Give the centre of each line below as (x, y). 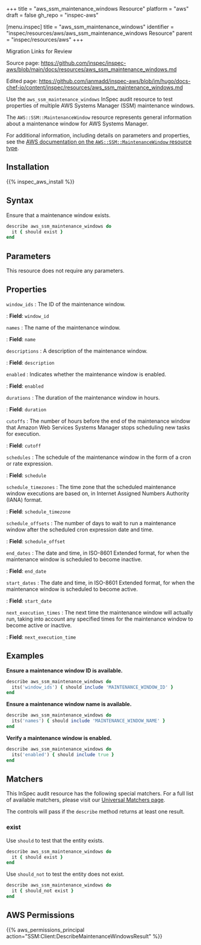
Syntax (20, 201)
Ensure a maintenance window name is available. (69, 704)
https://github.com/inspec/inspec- (84, 63)
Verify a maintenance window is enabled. (59, 738)
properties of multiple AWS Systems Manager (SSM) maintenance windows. (100, 106)
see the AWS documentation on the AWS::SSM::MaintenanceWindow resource (99, 142)
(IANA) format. (24, 499)
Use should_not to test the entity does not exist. (65, 874)
